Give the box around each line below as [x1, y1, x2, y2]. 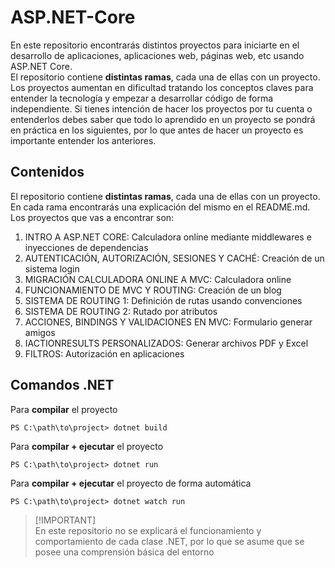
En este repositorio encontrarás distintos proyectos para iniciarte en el [10, 39, 300, 51]
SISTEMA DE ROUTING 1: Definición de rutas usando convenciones [24, 294, 303, 306]
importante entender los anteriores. [10, 134, 157, 146]
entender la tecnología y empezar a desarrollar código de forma [10, 92, 274, 104]
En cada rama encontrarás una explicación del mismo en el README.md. [10, 201, 311, 213]
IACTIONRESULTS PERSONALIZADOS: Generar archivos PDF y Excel [24, 337, 309, 349]
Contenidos [10, 164, 85, 181]
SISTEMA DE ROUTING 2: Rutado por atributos [24, 305, 218, 317]
